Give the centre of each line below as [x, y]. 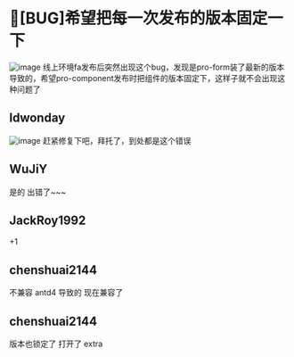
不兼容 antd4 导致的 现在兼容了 [66, 293]
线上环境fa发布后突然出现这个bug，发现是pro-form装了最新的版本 [164, 67]
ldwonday [37, 118]
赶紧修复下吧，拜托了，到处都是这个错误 [117, 140]
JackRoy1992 [48, 220]
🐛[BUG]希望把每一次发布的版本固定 [139, 18]
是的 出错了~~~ [38, 192]
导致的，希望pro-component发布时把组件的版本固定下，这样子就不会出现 [143, 78]
